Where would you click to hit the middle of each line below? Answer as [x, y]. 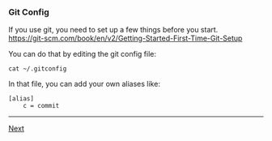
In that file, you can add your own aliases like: [84, 84]
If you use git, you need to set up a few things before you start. [113, 30]
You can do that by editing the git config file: [82, 54]
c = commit [41, 106]
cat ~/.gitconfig [38, 69]
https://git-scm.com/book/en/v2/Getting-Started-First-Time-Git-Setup [125, 38]
